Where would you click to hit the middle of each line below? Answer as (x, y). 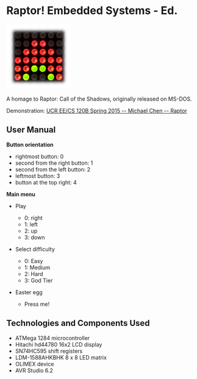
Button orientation (30, 145)
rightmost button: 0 (39, 156)
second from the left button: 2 (53, 169)
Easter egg (29, 292)
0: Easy (34, 261)
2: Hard (34, 274)
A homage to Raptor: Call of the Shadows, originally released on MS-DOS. (99, 99)
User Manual (31, 130)
